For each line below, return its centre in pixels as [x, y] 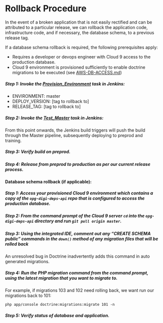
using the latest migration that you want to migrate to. [61, 278]
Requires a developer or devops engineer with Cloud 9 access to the [81, 56]
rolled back [17, 244]
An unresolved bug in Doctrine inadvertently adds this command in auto [78, 256]
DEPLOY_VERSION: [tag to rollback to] [50, 101]
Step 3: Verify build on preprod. [38, 152]
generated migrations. [27, 261]
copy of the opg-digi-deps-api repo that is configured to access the [75, 198]
